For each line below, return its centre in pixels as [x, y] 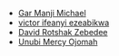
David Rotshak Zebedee [63, 32]
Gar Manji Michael [52, 13]
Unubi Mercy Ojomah [58, 42]
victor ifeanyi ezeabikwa [64, 23]
